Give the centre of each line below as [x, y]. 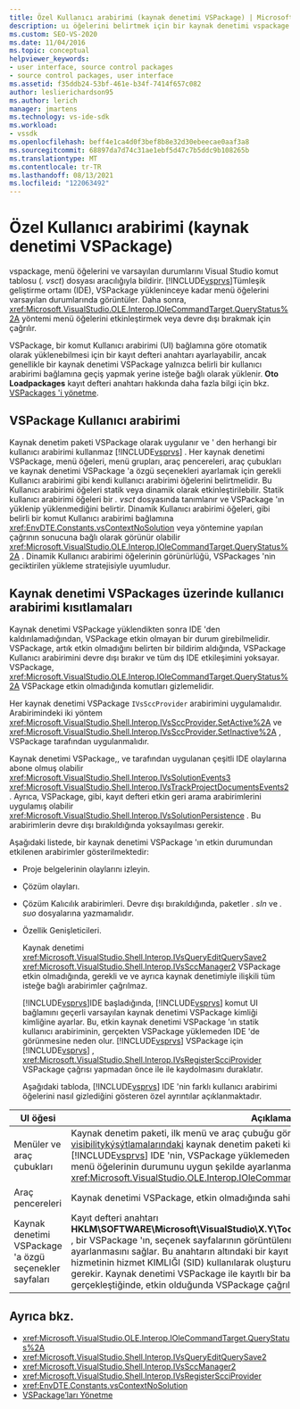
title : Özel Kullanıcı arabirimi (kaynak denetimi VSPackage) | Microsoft [151, 17]
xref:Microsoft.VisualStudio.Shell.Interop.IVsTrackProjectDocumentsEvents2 [149, 787]
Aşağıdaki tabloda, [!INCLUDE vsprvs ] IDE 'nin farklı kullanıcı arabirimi [150, 1086]
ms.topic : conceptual [50, 51]
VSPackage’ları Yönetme [67, 1395]
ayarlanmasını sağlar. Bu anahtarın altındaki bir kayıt [179, 1251]
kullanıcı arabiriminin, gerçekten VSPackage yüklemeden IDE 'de [141, 1031]
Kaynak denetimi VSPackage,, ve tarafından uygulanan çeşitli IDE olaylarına [148, 758]
